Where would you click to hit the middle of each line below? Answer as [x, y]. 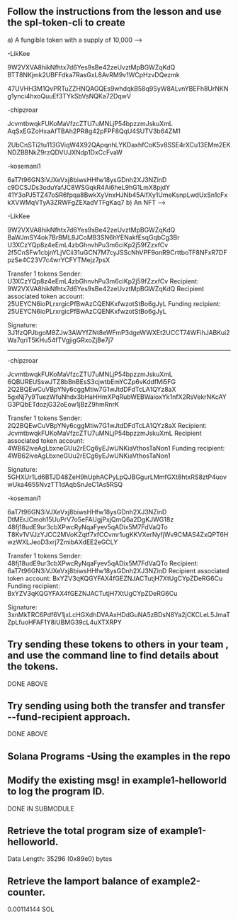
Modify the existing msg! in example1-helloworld [117, 780]
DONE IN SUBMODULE [41, 808]
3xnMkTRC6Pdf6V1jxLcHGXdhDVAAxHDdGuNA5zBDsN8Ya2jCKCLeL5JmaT [119, 614]
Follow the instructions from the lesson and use [114, 12]
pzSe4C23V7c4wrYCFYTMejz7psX [59, 260]
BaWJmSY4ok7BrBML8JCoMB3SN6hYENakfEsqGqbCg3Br [93, 237]
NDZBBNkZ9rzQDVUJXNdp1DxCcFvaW [65, 152]
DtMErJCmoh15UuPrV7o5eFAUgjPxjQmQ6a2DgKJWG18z [91, 519]
